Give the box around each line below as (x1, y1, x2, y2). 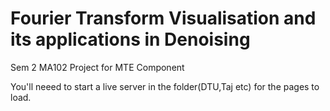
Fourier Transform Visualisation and (10, 7, 317, 30)
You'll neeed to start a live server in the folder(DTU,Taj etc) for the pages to (10, 80, 320, 92)
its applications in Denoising (10, 28, 251, 51)
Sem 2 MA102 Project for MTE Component (10, 61, 185, 73)
